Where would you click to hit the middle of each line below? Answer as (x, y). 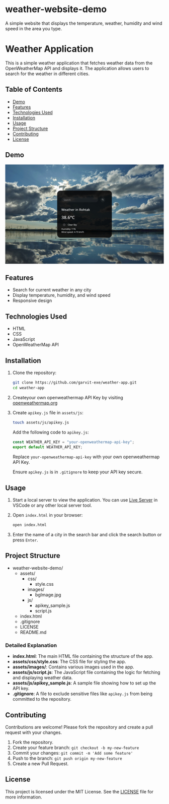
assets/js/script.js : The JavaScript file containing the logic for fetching (86, 672)
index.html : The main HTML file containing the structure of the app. (83, 656)
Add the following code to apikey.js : (51, 432)
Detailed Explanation (31, 645)
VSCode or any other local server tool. (52, 506)
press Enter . (25, 540)
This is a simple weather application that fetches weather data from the (79, 63)
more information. (24, 797)
